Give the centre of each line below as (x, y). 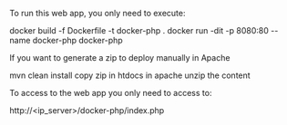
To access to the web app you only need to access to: (111, 93)
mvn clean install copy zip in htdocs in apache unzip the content (130, 75)
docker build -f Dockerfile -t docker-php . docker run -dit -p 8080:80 (139, 30)
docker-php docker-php (77, 40)
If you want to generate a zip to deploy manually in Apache (120, 58)
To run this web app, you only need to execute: (97, 13)
